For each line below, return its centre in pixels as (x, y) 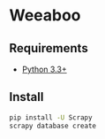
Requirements (49, 48)
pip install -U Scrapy (51, 117)
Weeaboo (45, 15)
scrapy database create (53, 126)
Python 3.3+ (45, 69)
